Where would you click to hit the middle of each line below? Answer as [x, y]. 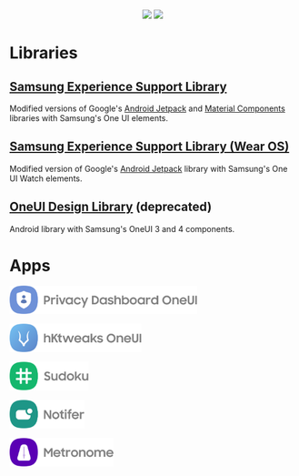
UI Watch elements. [46, 178]
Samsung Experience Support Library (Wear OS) [149, 147]
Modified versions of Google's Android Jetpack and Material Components [148, 108]
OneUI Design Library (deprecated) [110, 207]
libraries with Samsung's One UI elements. [89, 117]
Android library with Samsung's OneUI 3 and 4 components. [122, 228]
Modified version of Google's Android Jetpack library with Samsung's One [149, 168]
